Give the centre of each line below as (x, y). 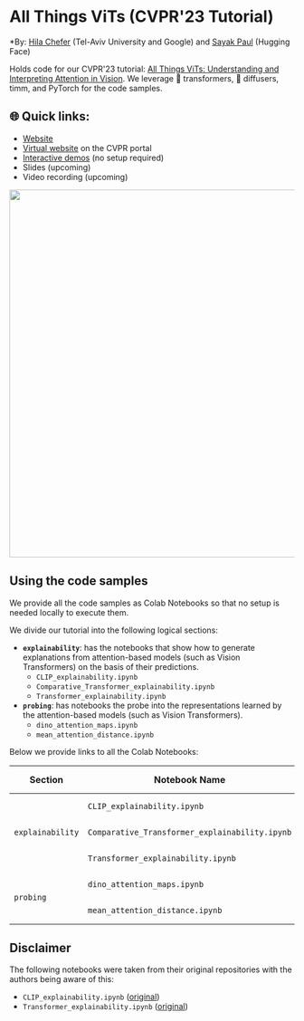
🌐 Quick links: (50, 116)
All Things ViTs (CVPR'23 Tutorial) (142, 17)
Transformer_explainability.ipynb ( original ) (105, 1007)
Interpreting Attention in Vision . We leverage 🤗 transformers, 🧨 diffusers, (144, 78)
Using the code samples (79, 581)
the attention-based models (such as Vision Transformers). (133, 715)
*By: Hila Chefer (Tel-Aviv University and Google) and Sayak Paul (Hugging (150, 42)
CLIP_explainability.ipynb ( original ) (91, 997)
